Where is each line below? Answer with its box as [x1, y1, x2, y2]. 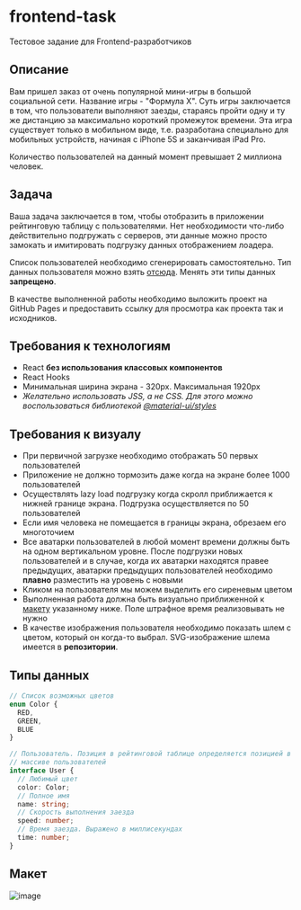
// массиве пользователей [9, 758, 106, 767]
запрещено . [9, 276, 57, 287]
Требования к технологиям [9, 338, 171, 353]
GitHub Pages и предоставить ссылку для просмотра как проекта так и [9, 303, 284, 314]
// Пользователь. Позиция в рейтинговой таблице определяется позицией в [9, 749, 292, 759]
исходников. [9, 312, 58, 323]
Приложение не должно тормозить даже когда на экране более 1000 [22, 469, 290, 480]
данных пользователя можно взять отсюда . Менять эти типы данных [9, 266, 276, 277]
